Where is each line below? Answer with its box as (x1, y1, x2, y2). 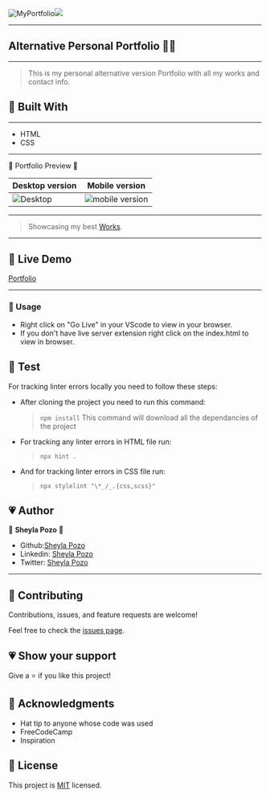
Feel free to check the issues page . (8, 626, 125, 636)
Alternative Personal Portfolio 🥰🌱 (8, 39, 177, 53)
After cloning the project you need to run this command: (19, 397, 207, 406)
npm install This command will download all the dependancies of (39, 413, 259, 422)
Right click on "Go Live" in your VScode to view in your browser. (19, 319, 233, 329)
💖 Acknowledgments (8, 697, 115, 711)
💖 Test (8, 360, 41, 374)
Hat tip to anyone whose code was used (19, 718, 153, 728)
